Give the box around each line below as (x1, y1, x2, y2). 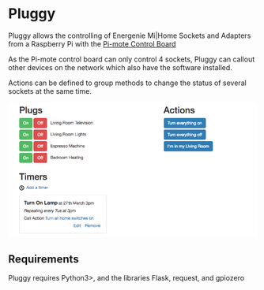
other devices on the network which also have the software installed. (8, 62, 233, 72)
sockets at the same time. (8, 86, 92, 95)
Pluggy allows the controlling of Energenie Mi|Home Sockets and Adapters (8, 31, 251, 40)
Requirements (8, 253, 79, 266)
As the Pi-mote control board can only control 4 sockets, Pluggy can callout (8, 54, 255, 64)
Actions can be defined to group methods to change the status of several (8, 78, 247, 87)
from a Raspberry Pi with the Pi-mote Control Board (8, 39, 176, 48)
